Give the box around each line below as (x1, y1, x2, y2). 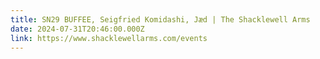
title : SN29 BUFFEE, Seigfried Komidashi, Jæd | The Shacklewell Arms (10, 14, 311, 25)
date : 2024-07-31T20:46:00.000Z (10, 24, 145, 34)
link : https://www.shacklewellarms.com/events (10, 33, 208, 43)
